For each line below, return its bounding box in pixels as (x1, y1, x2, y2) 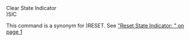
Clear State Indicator (6, 5, 57, 11)
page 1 (6, 28, 23, 35)
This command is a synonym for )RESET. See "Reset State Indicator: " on (6, 22, 185, 29)
